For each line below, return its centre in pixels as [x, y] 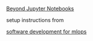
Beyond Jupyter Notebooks [40, 9]
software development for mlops [46, 31]
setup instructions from [35, 20]
